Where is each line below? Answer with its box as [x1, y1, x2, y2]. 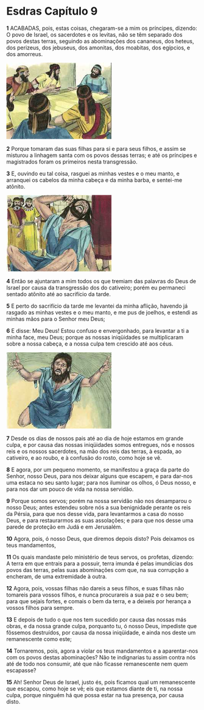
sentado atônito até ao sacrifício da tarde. [6, 290, 111, 297]
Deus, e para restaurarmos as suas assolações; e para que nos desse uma [6, 516, 194, 524]
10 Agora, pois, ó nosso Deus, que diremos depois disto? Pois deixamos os [6, 535, 195, 542]
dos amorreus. [6, 50, 43, 57]
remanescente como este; [6, 635, 72, 642]
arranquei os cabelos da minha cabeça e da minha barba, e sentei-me [6, 176, 183, 184]
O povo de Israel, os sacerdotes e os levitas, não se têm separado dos [6, 31, 183, 38]
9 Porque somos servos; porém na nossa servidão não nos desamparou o [6, 497, 192, 504]
